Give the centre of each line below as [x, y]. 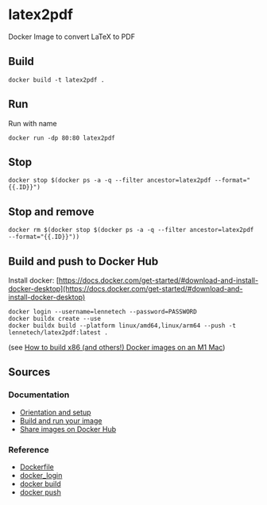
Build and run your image [61, 420]
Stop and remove [51, 212]
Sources [29, 372]
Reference [29, 449]
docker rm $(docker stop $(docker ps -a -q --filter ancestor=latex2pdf [131, 230]
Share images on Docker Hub [68, 429]
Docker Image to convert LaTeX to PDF [72, 37]
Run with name [33, 123]
